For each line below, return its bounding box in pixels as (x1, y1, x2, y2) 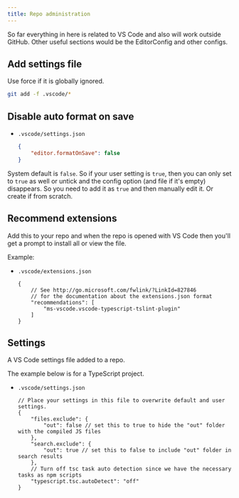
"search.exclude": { (31, 440, 92, 448)
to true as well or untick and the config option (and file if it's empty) (7, 176, 206, 185)
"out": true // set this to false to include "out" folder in (43, 447, 232, 454)
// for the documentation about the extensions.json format (31, 292, 213, 300)
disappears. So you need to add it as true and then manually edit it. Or (7, 184, 213, 193)
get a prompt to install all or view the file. (7, 239, 127, 248)
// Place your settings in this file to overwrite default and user (17, 397, 225, 404)
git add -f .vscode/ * (7, 90, 72, 98)
